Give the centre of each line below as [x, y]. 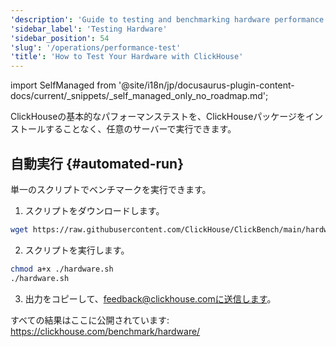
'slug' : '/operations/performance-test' [96, 47]
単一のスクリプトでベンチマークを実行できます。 [111, 189]
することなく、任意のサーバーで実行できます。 [140, 129]
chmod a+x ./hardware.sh [62, 269]
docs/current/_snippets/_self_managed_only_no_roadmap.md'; [139, 96]
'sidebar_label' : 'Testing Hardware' [89, 29]
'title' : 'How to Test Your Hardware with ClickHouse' [127, 57]
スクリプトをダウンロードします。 [94, 210]
